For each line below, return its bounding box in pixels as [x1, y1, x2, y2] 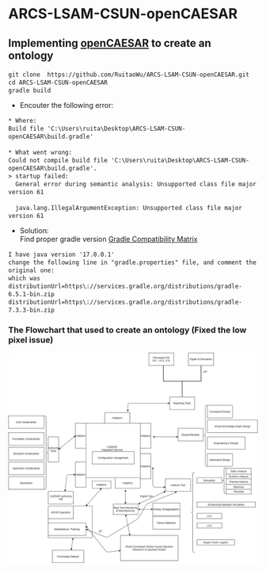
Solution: [19, 226, 49, 235]
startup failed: [15, 172, 69, 180]
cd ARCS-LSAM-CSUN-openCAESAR [8, 79, 108, 86]
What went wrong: [15, 148, 73, 156]
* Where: [8, 117, 37, 125]
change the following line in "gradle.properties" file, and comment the [8, 259, 257, 266]
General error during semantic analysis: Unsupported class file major [15, 180, 257, 188]
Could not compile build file [8, 156, 108, 164]
